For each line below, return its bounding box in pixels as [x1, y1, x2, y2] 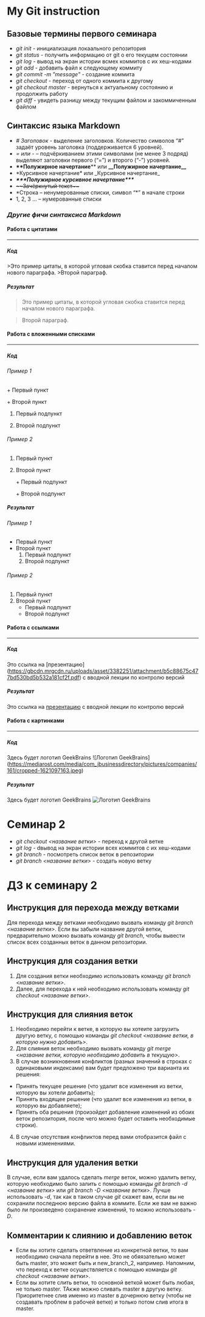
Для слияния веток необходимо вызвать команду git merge [15, 1045, 172, 1052]
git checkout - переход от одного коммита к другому [15, 77, 154, 84]
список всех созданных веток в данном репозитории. [7, 938, 148, 946]
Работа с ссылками [7, 624, 60, 631]
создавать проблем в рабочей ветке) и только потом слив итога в [15, 1298, 189, 1306]
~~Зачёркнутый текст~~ [15, 182, 80, 190]
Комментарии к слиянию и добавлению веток [7, 1230, 192, 1241]
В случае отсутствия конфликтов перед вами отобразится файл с [15, 1133, 187, 1141]
